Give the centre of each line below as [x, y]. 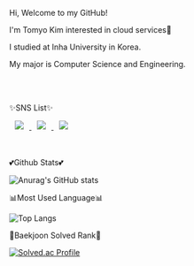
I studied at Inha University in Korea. [75, 47]
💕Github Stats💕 [36, 162]
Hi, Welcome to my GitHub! [58, 13]
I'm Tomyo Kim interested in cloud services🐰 [90, 30]
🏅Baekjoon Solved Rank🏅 [55, 235]
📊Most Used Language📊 [56, 198]
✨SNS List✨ [31, 108]
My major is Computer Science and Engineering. [97, 64]
